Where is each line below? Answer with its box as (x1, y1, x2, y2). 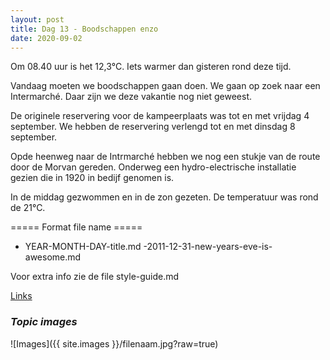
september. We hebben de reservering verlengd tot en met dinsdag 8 (10, 121, 296, 133)
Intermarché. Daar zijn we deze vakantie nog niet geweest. (10, 91, 253, 103)
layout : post (10, 14, 65, 25)
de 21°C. (10, 202, 46, 214)
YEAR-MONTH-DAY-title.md (24, 241, 142, 253)
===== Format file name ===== (10, 221, 143, 233)
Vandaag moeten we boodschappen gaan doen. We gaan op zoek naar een (10, 80, 321, 92)
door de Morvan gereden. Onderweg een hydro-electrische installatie (10, 161, 297, 173)
